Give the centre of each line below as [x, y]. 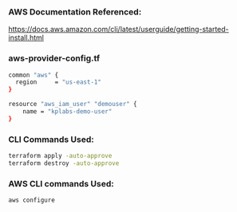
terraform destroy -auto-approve [64, 163]
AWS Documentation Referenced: [75, 12]
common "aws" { [34, 75]
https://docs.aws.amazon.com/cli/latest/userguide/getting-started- [118, 29]
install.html [26, 37]
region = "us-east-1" [59, 82]
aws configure [32, 200]
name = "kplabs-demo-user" [67, 112]
